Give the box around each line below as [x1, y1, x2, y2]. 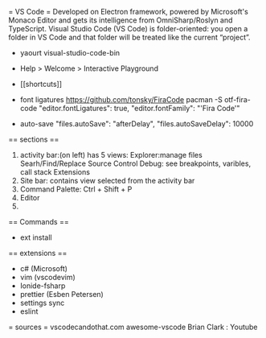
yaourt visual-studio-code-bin [19, 48, 121, 57]
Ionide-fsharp [19, 281, 66, 291]
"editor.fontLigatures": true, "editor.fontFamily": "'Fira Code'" [39, 104, 240, 113]
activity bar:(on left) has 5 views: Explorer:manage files [19, 150, 203, 159]
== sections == [8, 134, 59, 144]
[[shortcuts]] [19, 80, 63, 89]
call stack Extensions [19, 167, 91, 176]
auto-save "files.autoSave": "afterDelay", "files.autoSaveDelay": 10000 [19, 119, 254, 128]
